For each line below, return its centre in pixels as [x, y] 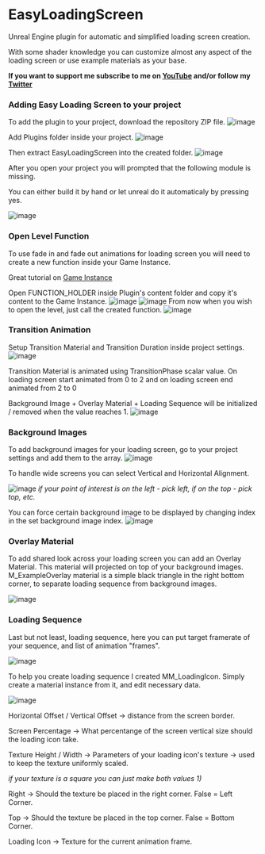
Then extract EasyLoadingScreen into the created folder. [101, 153]
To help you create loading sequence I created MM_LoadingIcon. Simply [127, 676]
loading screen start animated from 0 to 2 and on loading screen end [121, 379]
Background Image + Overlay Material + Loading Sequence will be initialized [133, 403]
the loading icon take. [44, 739]
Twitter [21, 84]
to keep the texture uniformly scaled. [68, 763]
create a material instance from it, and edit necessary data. [104, 684]
